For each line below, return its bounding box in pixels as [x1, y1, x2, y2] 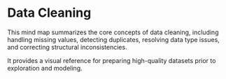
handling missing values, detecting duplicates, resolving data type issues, [7, 35, 220, 43]
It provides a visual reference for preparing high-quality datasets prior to [7, 56, 216, 64]
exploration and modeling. [7, 64, 83, 72]
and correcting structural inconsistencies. [7, 43, 127, 51]
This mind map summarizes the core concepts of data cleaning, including [7, 28, 219, 36]
